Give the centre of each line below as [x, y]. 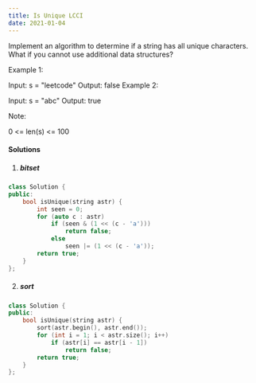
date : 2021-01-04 [37, 23]
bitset [29, 167]
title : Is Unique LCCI [46, 16]
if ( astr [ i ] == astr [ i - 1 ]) [99, 342]
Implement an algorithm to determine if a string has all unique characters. [128, 45]
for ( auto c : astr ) [71, 217]
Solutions [25, 150]
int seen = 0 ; [60, 209]
